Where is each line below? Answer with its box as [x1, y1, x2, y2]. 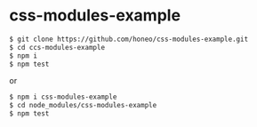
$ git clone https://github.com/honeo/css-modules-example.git [9, 35, 249, 44]
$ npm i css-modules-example [9, 92, 117, 102]
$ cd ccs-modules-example [9, 43, 105, 52]
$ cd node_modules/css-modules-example [9, 101, 157, 110]
